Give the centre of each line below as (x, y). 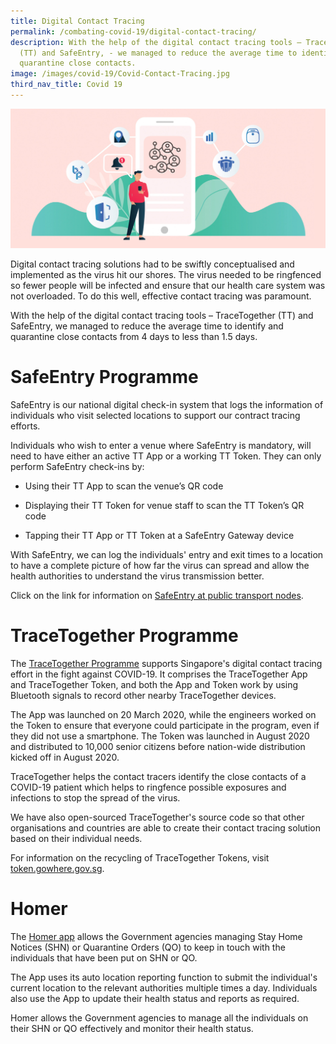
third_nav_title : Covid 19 (66, 85)
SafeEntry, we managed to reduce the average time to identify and (147, 326)
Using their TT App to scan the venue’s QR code (124, 486)
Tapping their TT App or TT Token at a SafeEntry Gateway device (159, 535)
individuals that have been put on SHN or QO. (104, 957)
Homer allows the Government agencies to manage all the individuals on (159, 1017)
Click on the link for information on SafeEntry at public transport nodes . (157, 595)
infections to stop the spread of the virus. (95, 797)
